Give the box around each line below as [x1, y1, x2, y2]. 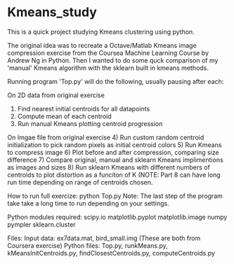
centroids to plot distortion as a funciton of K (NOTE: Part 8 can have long [7, 170, 221, 179]
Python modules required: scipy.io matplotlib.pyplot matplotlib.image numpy [7, 213, 228, 221]
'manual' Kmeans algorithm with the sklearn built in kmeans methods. [7, 63, 209, 72]
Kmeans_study [7, 4, 97, 20]
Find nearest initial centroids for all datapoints [17, 104, 150, 113]
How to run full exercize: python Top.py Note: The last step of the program [7, 191, 223, 200]
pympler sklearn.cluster [7, 220, 76, 229]
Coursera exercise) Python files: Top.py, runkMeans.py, [7, 241, 169, 250]
